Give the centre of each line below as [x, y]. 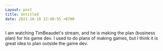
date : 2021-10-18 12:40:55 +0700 [40, 19]
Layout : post [19, 10]
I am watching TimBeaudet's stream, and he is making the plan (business [80, 33]
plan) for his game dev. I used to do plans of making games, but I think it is [81, 38]
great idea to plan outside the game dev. [47, 44]
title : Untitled [22, 14]
